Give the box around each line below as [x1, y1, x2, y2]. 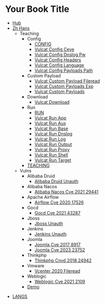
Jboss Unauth [34, 220, 63, 227]
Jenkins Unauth [34, 231, 67, 237]
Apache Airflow [27, 194, 59, 200]
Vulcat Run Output [34, 141, 72, 147]
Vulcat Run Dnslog [34, 131, 73, 137]
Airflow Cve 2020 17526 [34, 199, 84, 205]
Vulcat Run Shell [34, 152, 68, 157]
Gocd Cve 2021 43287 [34, 210, 81, 216]
